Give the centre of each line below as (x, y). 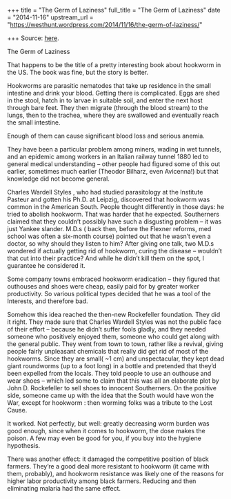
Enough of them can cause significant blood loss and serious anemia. (106, 136)
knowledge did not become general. (59, 179)
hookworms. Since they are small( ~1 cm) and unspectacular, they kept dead (116, 359)
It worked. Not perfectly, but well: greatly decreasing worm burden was (108, 424)
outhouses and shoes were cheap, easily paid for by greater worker (103, 286)
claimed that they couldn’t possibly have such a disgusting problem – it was (114, 221)
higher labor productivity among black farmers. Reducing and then (102, 481)
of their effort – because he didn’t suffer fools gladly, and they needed (107, 329)
